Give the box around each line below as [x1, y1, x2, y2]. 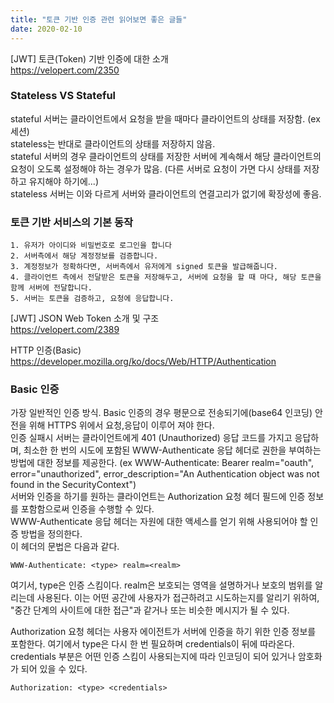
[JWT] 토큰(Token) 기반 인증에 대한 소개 [10, 52, 169, 65]
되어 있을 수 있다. [20, 663, 88, 675]
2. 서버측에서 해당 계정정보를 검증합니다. [10, 251, 159, 261]
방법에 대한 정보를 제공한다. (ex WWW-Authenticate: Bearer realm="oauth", [10, 457, 315, 469]
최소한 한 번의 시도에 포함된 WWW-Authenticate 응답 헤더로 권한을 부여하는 [23, 444, 322, 456]
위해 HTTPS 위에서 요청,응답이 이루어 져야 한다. [28, 419, 215, 431]
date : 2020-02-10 [10, 24, 83, 34]
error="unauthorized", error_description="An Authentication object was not [10, 468, 320, 480]
